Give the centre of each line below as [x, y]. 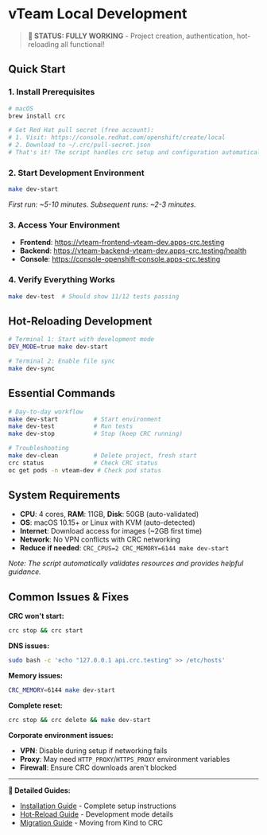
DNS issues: [29, 646]
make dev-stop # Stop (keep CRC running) [95, 434]
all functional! [83, 44]
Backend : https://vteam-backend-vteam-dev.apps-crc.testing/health [133, 250]
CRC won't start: [37, 616]
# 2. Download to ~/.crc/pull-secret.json [79, 145]
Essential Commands [62, 393]
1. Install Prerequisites [52, 92]
